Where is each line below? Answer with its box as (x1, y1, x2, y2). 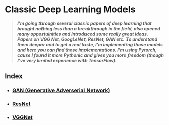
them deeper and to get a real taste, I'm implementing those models (17, 41, 163, 47)
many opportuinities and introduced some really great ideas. (17, 31, 148, 37)
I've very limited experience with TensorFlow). (17, 57, 117, 63)
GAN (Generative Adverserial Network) (12, 87, 110, 94)
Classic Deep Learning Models (5, 4, 136, 15)
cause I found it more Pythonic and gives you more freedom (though (17, 52, 164, 58)
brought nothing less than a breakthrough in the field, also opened (17, 25, 160, 31)
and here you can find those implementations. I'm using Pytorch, (17, 47, 157, 53)
